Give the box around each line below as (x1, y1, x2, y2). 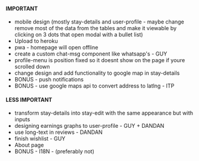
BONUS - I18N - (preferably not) (14, 148, 95, 155)
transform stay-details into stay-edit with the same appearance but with (14, 109, 194, 117)
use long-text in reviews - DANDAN (14, 128, 103, 136)
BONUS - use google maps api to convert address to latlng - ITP (14, 82, 175, 90)
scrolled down (14, 63, 50, 71)
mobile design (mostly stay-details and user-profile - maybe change (14, 18, 184, 25)
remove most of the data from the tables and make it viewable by (14, 25, 177, 32)
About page (14, 142, 44, 149)
